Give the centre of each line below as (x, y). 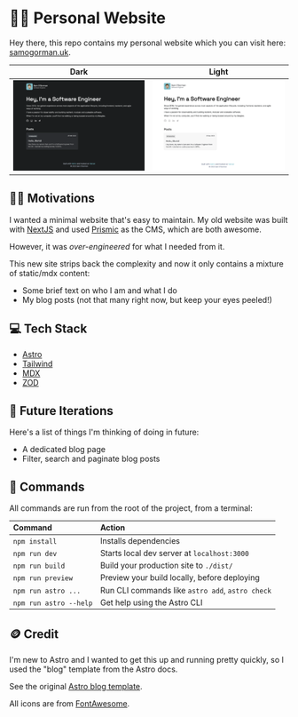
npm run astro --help (53, 603)
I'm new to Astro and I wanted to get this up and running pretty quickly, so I (146, 660)
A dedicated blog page (64, 450)
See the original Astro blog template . (76, 687)
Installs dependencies (140, 540)
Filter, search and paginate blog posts (91, 459)
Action (113, 528)
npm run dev (35, 554)
